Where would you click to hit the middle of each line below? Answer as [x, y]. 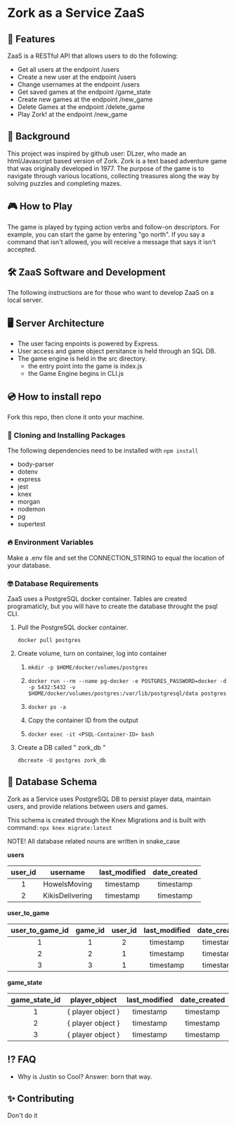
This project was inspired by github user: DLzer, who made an [97, 153]
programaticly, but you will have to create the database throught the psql [112, 606]
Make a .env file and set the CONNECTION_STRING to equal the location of [116, 558]
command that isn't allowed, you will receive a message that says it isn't [112, 241]
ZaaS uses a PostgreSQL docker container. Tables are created [97, 598]
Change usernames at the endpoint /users [79, 84]
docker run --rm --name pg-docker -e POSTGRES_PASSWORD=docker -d [127, 681]
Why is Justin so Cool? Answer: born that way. [85, 1076]
